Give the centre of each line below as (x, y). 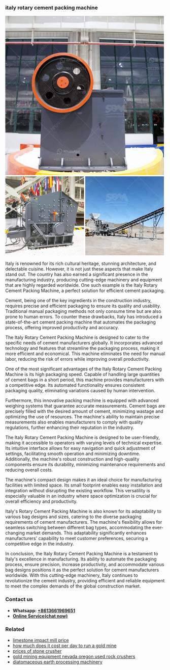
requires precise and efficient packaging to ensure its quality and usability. (83, 306)
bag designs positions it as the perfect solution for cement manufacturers (82, 570)
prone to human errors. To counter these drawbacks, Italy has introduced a (84, 317)
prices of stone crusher (37, 651)
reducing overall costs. (29, 470)
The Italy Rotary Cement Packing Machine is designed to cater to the (77, 337)
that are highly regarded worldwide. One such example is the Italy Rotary (81, 285)
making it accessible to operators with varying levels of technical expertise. (84, 443)
